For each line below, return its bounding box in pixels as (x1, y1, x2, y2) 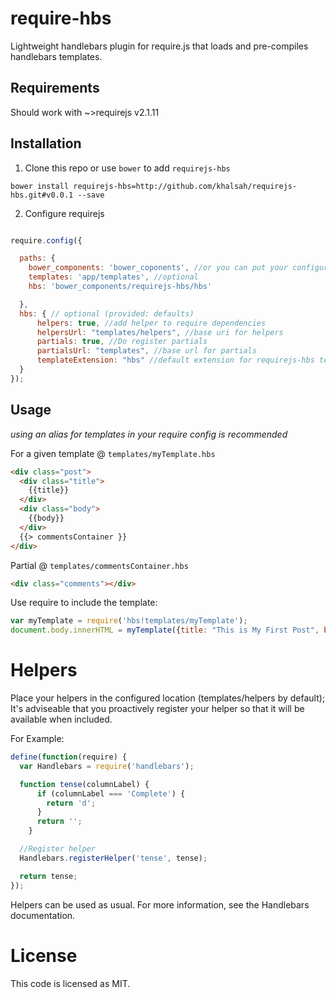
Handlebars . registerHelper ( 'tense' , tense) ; (19, 853, 208, 863)
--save (77, 190, 105, 200)
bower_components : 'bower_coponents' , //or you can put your (28, 263, 288, 273)
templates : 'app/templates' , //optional (28, 272, 199, 282)
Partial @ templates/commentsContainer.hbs (10, 559, 189, 571)
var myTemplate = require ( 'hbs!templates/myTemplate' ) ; (10, 616, 248, 626)
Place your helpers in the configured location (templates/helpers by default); (10, 692, 326, 704)
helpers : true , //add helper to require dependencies (36, 318, 267, 328)
